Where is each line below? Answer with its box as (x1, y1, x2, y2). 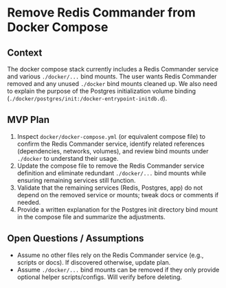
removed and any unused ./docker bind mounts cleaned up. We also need (7, 80, 218, 87)
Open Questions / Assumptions (7, 232, 144, 245)
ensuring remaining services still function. (16, 176, 136, 184)
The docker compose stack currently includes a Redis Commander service (7, 65, 218, 73)
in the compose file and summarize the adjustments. (16, 212, 166, 221)
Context (7, 47, 43, 58)
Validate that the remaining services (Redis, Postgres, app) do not (16, 184, 203, 192)
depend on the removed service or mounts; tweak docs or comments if (16, 190, 219, 199)
